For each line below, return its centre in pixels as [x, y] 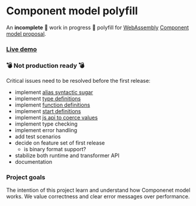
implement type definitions [48, 99]
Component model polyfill [72, 11]
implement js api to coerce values [56, 118]
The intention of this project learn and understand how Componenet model [98, 190]
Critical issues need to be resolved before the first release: [78, 81]
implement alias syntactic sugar [54, 92]
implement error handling [46, 130]
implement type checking [46, 124]
